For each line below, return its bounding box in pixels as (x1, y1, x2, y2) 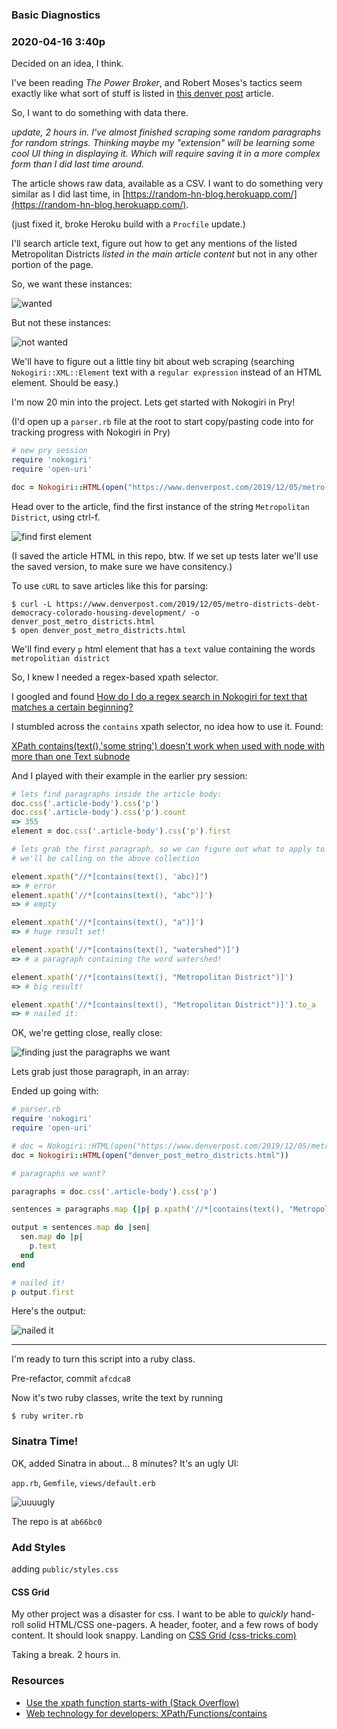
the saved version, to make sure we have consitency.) (11, 560, 233, 572)
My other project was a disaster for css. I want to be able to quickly (11, 1608, 289, 1620)
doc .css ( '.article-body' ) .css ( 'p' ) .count (11, 808, 187, 818)
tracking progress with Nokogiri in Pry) (11, 426, 171, 438)
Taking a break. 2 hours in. (11, 1649, 121, 1661)
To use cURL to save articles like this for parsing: (11, 579, 209, 592)
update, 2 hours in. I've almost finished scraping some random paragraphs (11, 126, 322, 138)
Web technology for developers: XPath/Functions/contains (25, 1707, 268, 1719)
